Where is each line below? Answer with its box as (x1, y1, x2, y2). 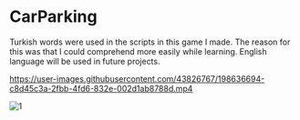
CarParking (9, 6, 98, 27)
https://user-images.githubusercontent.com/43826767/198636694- (9, 73, 265, 84)
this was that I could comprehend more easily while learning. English (9, 45, 267, 56)
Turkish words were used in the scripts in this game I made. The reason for (9, 36, 291, 47)
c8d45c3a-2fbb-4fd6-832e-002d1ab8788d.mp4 (9, 83, 193, 94)
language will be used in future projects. (9, 55, 160, 66)
